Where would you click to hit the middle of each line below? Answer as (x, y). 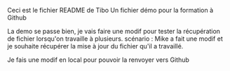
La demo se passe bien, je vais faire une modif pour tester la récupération (114, 31)
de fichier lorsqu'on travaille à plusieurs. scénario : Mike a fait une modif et (115, 39)
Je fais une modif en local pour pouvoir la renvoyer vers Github (98, 60)
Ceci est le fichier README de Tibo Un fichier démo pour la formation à (110, 10)
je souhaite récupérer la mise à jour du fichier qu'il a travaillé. (95, 46)
